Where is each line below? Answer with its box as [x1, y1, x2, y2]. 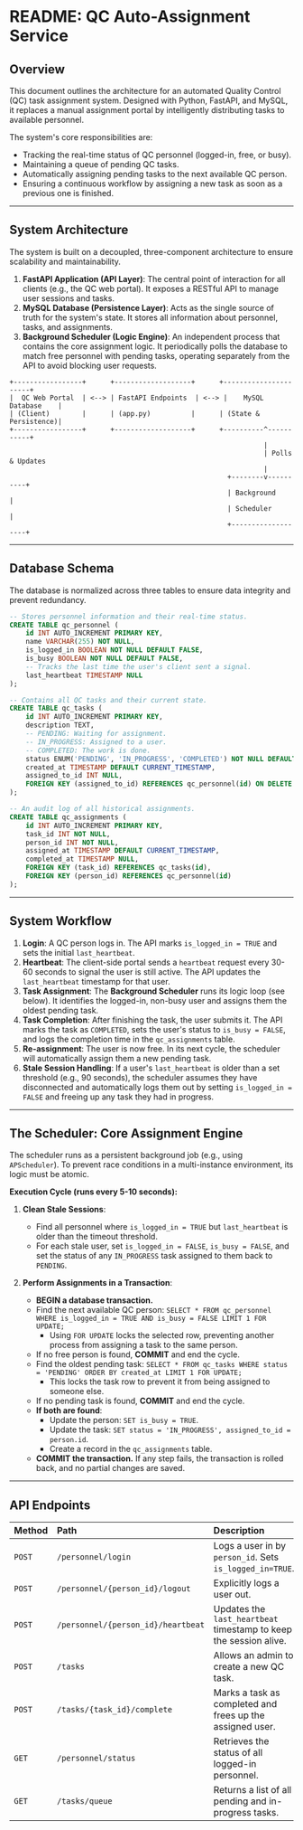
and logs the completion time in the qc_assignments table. [22, 1033, 236, 1044]
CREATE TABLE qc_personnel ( [9, 620, 119, 629]
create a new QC [213, 1661, 285, 1674]
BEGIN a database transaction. [35, 1295, 153, 1306]
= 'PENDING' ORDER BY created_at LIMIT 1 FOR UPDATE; [35, 1368, 243, 1378]
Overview [9, 61, 66, 77]
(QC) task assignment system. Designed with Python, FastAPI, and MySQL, [9, 95, 289, 106]
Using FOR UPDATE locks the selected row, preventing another [49, 1330, 275, 1341]
